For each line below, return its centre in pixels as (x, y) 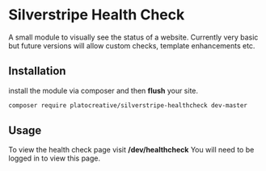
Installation (37, 71)
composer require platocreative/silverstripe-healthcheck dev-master (128, 105)
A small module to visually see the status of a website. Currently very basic (133, 37)
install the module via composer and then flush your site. (103, 90)
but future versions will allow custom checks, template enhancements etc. (132, 45)
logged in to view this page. (55, 158)
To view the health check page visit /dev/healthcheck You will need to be (131, 150)
